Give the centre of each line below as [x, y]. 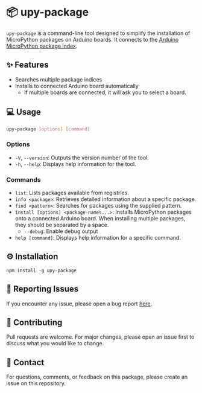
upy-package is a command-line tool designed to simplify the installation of [98, 33]
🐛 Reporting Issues [43, 289]
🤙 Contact [25, 363]
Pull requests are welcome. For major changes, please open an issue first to [100, 337]
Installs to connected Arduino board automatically [77, 86]
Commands [24, 179]
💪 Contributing [34, 323]
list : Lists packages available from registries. [72, 193]
